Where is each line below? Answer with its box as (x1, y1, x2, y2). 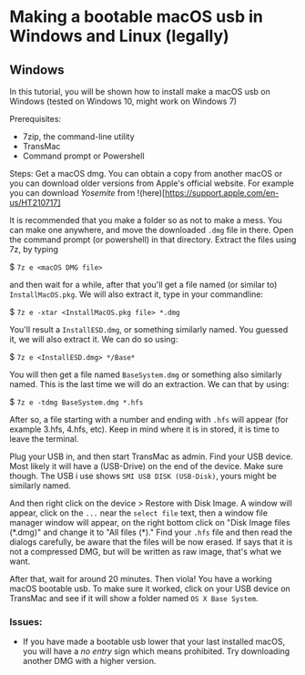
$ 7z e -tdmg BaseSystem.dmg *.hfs (9, 396, 144, 407)
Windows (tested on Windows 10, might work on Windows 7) (9, 96, 238, 107)
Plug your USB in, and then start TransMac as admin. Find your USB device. (9, 451, 293, 462)
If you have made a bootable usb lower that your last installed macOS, (22, 636, 286, 648)
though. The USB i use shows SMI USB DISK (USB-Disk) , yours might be (9, 471, 278, 481)
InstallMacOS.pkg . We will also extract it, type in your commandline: (9, 289, 264, 300)
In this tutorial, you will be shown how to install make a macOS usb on (9, 87, 271, 97)
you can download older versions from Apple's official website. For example (9, 178, 294, 189)
